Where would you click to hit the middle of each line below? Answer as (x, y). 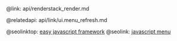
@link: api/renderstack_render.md (48, 9)
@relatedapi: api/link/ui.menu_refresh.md (57, 20)
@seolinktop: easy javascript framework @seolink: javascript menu (88, 31)
